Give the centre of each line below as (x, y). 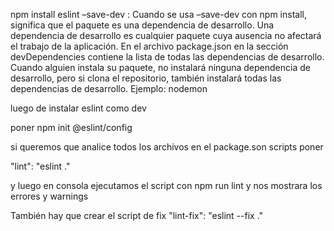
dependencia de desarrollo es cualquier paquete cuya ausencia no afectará (166, 35)
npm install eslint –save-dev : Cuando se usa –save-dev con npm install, (158, 14)
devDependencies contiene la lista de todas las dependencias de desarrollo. (167, 57)
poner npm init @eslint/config (71, 127)
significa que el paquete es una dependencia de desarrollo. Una (142, 25)
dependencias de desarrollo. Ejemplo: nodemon (109, 88)
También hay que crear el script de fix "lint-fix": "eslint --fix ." (137, 215)
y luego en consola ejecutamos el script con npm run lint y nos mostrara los (166, 185)
